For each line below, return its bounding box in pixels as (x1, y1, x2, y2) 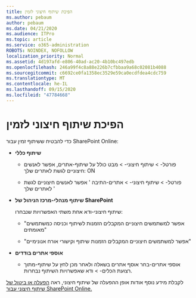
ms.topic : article (6, 36, 52, 42)
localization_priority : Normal (6, 53, 84, 59)
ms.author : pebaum (6, 14, 52, 20)
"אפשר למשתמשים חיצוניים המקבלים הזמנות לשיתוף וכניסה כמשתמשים (23, 219, 185, 227)
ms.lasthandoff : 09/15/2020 (6, 87, 76, 93)
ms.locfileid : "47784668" (6, 92, 70, 98)
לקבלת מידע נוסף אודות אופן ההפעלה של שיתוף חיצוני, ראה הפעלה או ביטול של (6, 278, 183, 285)
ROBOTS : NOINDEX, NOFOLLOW (6, 48, 73, 54)
